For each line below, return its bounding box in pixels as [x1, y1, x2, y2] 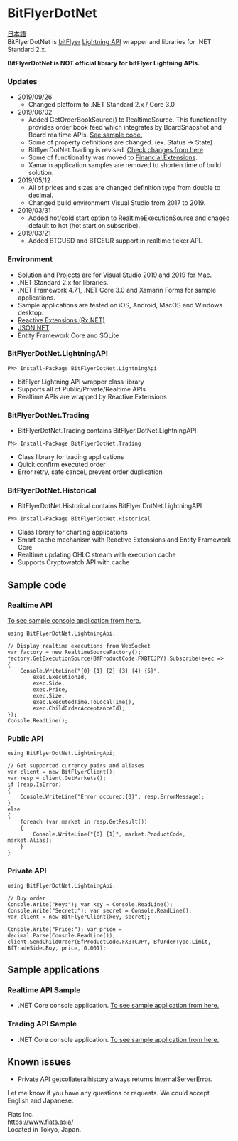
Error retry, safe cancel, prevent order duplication [17, 468, 163, 476]
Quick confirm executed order [17, 461, 106, 469]
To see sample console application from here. [7, 616, 141, 625]
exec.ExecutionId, [33, 674, 87, 681]
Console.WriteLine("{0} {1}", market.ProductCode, [33, 831, 186, 838]
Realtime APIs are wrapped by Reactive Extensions [17, 392, 167, 401]
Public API [7, 734, 44, 744]
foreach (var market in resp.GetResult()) [20, 819, 148, 826]
